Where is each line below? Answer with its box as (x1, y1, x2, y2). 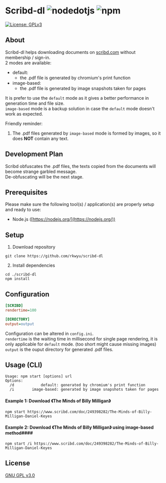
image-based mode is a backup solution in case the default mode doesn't (5, 105, 155, 112)
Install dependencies (12, 262, 56, 269)
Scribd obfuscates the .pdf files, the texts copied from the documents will (5, 163, 156, 169)
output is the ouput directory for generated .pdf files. (5, 346, 113, 352)
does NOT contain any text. (12, 135, 69, 142)
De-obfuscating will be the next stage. (5, 173, 83, 179)
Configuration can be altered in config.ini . (5, 330, 93, 336)
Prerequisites (5, 188, 48, 196)
